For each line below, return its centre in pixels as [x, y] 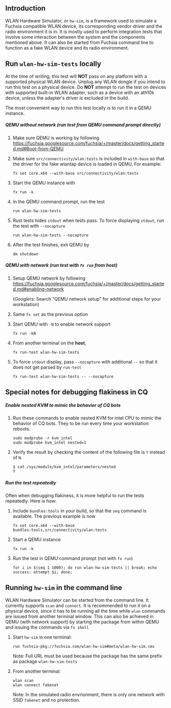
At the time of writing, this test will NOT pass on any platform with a [76, 76]
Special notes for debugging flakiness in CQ [77, 392]
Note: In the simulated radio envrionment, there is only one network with [89, 694]
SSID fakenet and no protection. [46, 700]
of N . [17, 457]
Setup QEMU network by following [49, 278]
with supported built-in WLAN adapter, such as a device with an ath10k [80, 92]
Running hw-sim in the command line [64, 588]
